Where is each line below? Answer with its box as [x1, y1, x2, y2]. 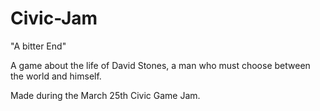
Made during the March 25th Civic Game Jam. [10, 89, 201, 101]
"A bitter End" [10, 40, 67, 52]
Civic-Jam [10, 7, 98, 30]
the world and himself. [10, 70, 102, 82]
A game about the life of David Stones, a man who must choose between [10, 59, 311, 71]
